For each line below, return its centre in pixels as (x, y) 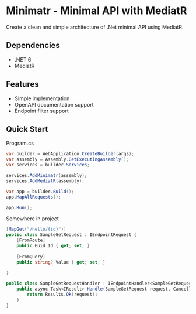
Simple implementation (42, 98)
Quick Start (27, 129)
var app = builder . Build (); (40, 192)
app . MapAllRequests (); (34, 197)
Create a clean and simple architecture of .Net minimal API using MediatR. (95, 27)
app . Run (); (19, 207)
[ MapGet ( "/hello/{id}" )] (36, 230)
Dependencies (33, 45)
